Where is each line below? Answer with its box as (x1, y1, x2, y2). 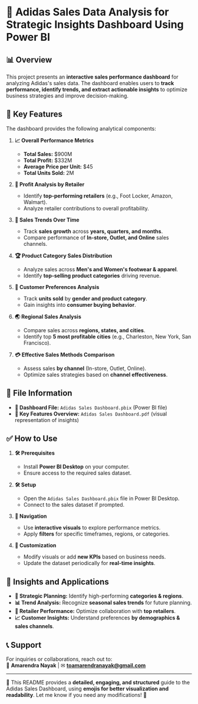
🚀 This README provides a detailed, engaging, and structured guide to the (6, 679, 190, 686)
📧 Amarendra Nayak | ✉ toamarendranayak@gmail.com (6, 662, 146, 669)
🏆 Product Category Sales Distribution (14, 252, 113, 259)
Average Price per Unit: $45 (23, 163, 93, 170)
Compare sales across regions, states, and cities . (23, 326, 146, 333)
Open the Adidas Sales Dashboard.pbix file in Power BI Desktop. (23, 495, 180, 502)
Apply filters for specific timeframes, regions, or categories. (23, 530, 170, 537)
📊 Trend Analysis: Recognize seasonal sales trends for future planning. (14, 599, 192, 606)
